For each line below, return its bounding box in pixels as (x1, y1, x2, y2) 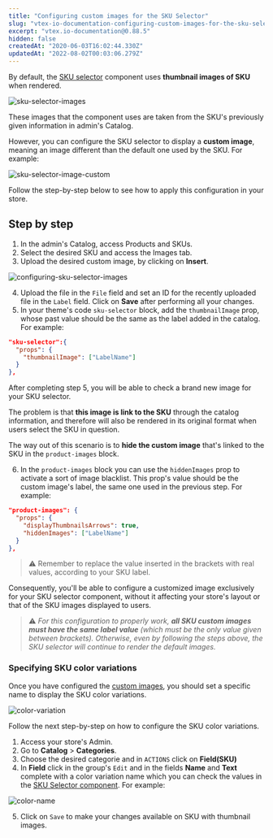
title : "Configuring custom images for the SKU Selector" (8, 11, 209, 20)
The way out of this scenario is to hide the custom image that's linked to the (8, 441, 265, 450)
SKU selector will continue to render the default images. (28, 642, 216, 652)
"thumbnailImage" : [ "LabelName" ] (23, 353, 136, 362)
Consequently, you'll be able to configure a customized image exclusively (8, 583, 254, 593)
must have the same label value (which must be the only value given (28, 625, 262, 635)
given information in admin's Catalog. (8, 121, 134, 130)
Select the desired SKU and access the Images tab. (19, 247, 193, 257)
